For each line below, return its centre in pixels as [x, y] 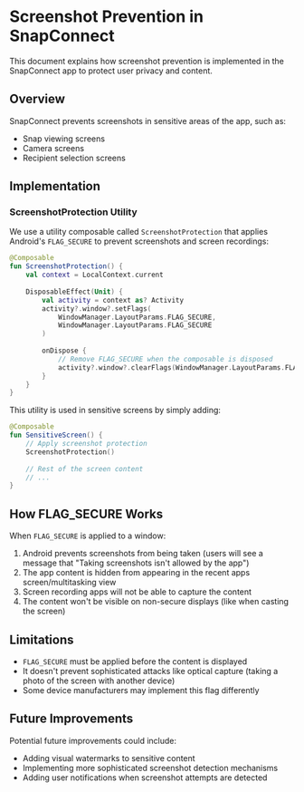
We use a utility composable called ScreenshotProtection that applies [139, 232]
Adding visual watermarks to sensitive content [109, 758]
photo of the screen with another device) [99, 681]
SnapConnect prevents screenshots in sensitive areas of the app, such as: [148, 121]
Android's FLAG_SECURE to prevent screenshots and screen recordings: [139, 241]
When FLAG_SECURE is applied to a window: [88, 536]
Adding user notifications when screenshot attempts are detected [145, 778]
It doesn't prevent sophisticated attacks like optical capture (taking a [150, 671]
